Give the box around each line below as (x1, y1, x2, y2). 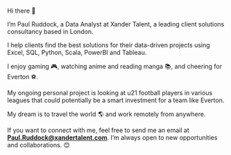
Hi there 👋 (7, 7, 36, 15)
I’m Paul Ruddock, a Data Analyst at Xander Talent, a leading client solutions (7, 20, 225, 28)
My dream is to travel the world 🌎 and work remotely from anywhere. (7, 110, 206, 118)
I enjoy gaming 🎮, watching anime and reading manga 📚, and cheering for (7, 63, 223, 70)
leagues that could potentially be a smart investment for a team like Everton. (7, 96, 225, 104)
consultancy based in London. (7, 28, 94, 35)
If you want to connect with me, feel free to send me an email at (7, 126, 189, 134)
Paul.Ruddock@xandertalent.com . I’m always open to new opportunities (7, 133, 218, 142)
